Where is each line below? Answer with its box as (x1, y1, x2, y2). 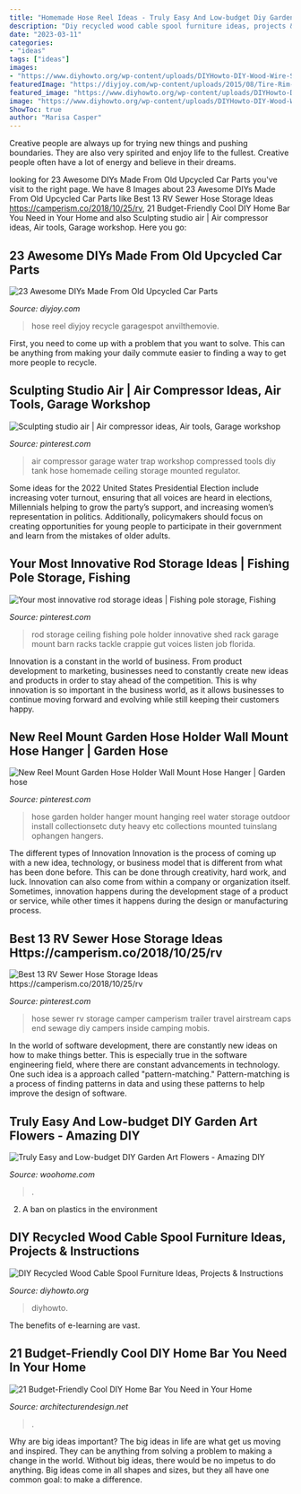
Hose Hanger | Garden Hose (9, 743, 168, 758)
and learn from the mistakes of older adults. (9, 530, 171, 541)
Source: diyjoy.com (9, 302, 81, 314)
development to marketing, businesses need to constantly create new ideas (9, 665, 289, 676)
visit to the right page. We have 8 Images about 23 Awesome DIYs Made (9, 184, 276, 195)
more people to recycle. (9, 356, 97, 368)
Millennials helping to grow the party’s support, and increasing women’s (9, 502, 274, 512)
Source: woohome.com (9, 1169, 96, 1180)
